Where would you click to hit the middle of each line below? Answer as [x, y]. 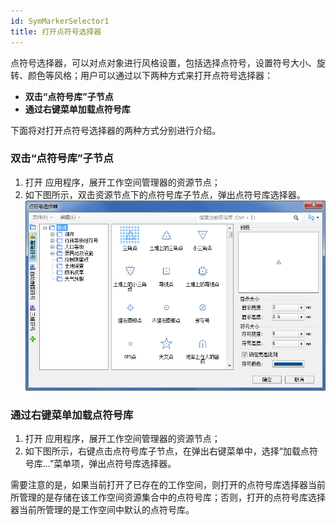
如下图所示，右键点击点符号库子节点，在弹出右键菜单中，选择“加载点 [167, 451]
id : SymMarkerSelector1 [60, 21]
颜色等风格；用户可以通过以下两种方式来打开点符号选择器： [150, 75]
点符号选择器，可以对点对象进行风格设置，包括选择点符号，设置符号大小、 [163, 62]
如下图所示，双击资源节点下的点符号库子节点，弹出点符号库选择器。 [165, 194]
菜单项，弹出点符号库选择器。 [115, 463]
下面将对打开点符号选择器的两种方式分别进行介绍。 [115, 130]
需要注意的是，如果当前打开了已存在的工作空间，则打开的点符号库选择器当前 [168, 484]
